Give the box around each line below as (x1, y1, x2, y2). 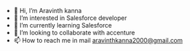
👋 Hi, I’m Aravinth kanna (13, 7, 82, 14)
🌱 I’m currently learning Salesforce (13, 21, 112, 29)
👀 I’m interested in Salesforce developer (13, 14, 127, 22)
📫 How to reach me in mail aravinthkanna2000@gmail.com (13, 37, 183, 44)
